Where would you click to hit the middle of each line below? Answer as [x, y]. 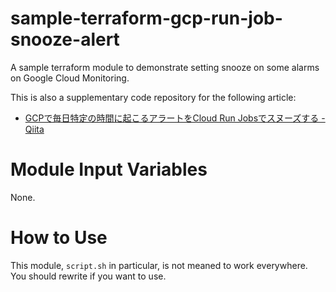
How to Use [59, 238]
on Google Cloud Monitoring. [70, 78]
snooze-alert [65, 39]
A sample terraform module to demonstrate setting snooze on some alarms [165, 67]
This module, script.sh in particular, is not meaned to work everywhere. [159, 265]
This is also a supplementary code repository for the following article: [153, 97]
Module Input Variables [109, 169]
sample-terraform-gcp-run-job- [146, 18]
